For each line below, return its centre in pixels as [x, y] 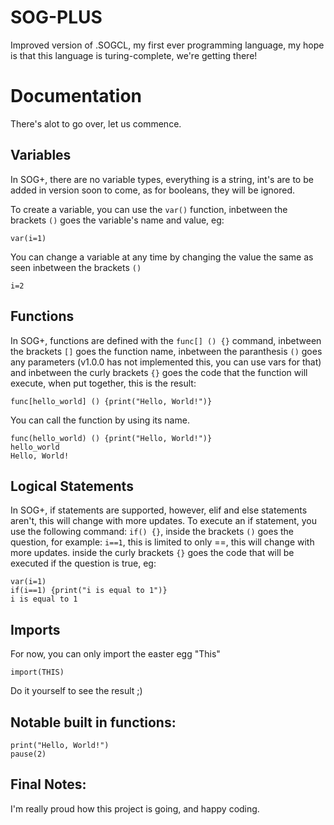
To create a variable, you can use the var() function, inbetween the [149, 209]
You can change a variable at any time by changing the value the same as [162, 257]
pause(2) [28, 754]
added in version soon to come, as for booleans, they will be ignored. [152, 190]
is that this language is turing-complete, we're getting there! [134, 55]
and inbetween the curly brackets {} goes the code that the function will [159, 372]
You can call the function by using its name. [100, 420]
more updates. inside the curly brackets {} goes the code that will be [152, 553]
